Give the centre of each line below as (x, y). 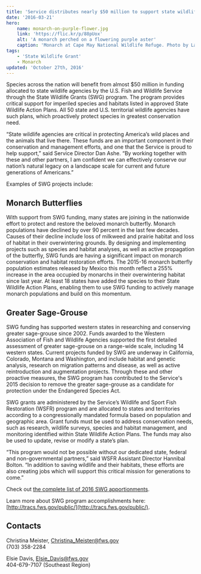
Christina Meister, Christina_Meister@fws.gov (63, 540)
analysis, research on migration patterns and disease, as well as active (93, 365)
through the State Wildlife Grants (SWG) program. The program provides (95, 97)
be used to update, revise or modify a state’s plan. (68, 440)
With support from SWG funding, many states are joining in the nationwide (98, 217)
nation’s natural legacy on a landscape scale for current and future (88, 166)
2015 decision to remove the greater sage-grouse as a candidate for (90, 384)
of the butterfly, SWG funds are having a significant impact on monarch (94, 256)
